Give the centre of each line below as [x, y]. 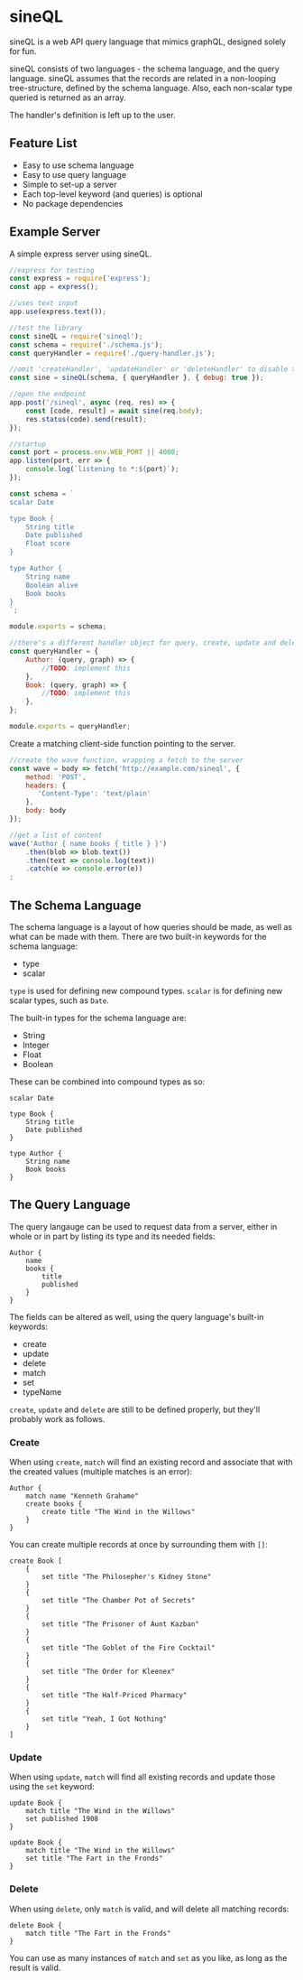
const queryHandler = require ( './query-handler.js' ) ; [113, 353]
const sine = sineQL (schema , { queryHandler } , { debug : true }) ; [137, 378]
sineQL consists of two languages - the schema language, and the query [144, 69]
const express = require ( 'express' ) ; [80, 279]
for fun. [23, 51]
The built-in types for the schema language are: [98, 1018]
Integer [36, 1045]
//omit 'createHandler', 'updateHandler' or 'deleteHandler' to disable [149, 369]
